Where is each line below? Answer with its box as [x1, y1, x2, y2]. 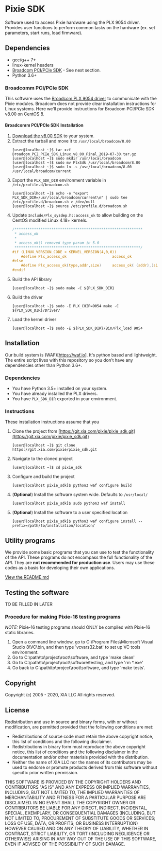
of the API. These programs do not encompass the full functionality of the [5, 554, 152, 560]
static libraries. [5, 630, 35, 636]
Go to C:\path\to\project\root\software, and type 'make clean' [12, 655, 135, 660]
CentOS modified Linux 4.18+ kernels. [12, 217, 88, 223]
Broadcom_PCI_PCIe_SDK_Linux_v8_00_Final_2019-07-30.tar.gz [12, 152, 136, 157]
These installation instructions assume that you [5, 419, 99, 425]
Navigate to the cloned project [12, 456, 73, 461]
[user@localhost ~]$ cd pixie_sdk [12, 465, 82, 470]
